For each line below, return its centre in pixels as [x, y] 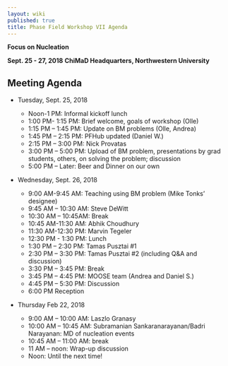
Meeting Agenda [45, 83]
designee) [43, 201]
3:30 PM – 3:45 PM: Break [66, 268]
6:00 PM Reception [56, 291]
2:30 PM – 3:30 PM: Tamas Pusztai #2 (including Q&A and [113, 254]
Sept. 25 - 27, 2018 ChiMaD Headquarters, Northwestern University [108, 61]
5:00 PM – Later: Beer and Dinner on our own [94, 166]
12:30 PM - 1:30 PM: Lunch [67, 239]
